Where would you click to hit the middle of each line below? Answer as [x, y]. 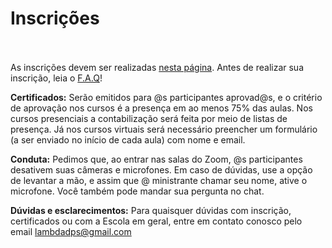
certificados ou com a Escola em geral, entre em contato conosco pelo [156, 221]
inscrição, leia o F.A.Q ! [56, 78]
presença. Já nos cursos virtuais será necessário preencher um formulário [164, 129]
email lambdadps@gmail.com [71, 231]
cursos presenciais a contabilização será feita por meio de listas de [149, 118]
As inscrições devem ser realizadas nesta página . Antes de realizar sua [157, 67]
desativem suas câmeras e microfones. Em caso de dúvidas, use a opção [161, 169]
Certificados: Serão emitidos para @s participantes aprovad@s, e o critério [166, 97]
